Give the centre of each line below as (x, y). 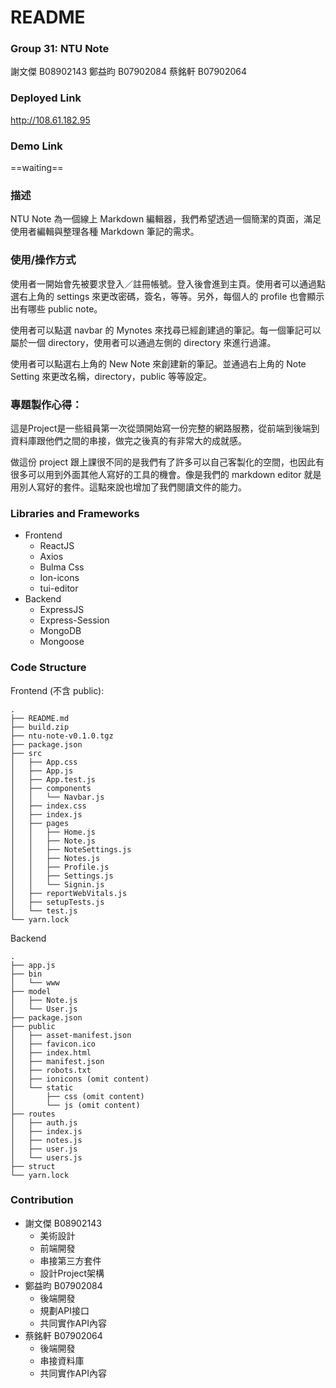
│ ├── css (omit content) (77, 1096)
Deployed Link (46, 98)
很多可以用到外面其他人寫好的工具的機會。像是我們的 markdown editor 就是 (166, 474)
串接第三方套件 (70, 1260)
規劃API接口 (64, 1310)
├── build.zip (40, 727)
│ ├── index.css (48, 806)
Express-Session (74, 620)
